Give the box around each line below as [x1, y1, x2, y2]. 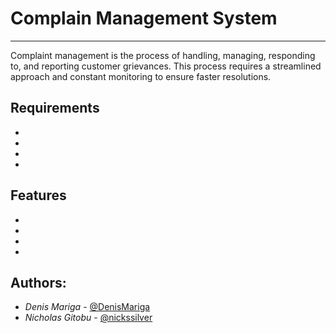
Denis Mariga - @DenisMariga [24, 301, 151, 313]
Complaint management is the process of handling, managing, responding [10, 49, 316, 61]
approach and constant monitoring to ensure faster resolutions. [10, 70, 272, 82]
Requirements [10, 100, 100, 117]
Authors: [10, 274, 67, 291]
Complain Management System [10, 7, 278, 30]
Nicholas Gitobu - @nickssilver [24, 312, 153, 324]
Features [10, 187, 67, 204]
